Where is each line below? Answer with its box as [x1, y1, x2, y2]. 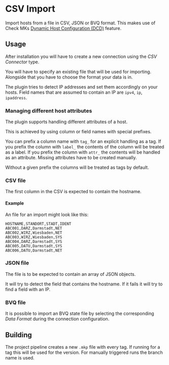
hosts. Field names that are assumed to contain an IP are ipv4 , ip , [5, 89, 143, 95]
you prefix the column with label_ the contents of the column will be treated [5, 144, 164, 150]
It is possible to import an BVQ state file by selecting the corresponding [5, 310, 154, 317]
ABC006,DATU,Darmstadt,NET [5, 248, 62, 253]
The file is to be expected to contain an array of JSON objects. [5, 271, 136, 277]
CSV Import [5, 3, 56, 15]
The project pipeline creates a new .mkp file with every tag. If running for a [5, 344, 160, 350]
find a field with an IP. [5, 286, 51, 292]
